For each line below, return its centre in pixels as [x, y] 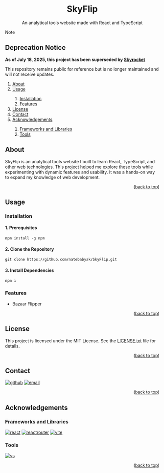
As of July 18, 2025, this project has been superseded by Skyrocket [75, 59]
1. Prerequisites [21, 228]
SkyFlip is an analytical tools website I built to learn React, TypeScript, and [80, 161]
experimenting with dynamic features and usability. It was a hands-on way [80, 172]
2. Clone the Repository [30, 249]
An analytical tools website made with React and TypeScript [82, 23]
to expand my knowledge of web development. [53, 177]
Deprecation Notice [35, 48]
